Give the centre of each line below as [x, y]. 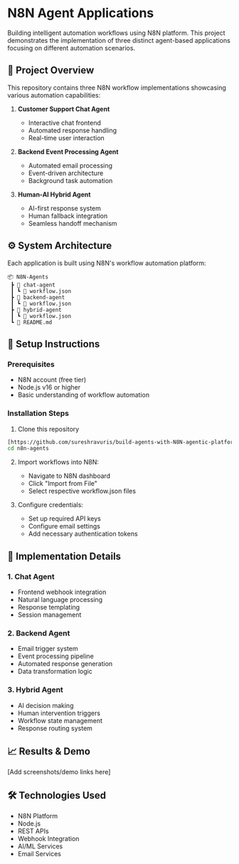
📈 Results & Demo [49, 751]
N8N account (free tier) [52, 380]
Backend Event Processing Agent [68, 152]
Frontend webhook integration [62, 592]
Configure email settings [64, 526]
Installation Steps [38, 413]
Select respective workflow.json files [82, 491]
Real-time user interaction [66, 137]
